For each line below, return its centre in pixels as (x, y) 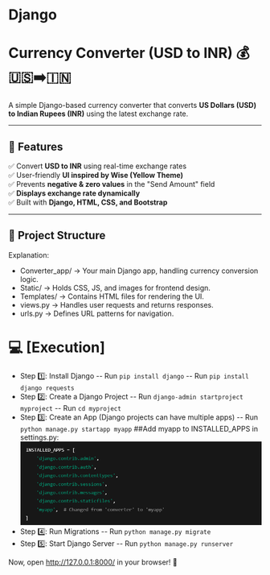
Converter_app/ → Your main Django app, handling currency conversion (139, 271)
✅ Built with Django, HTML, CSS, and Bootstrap (88, 202)
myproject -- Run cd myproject (71, 407)
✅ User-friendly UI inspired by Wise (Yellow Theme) (96, 175)
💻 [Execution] (57, 347)
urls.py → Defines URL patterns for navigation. (97, 313)
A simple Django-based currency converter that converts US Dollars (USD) (133, 105)
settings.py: (39, 437)
